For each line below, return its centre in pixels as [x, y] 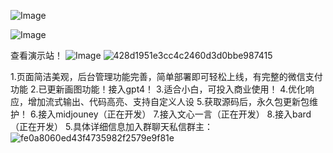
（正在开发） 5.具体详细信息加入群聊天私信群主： [111, 126]
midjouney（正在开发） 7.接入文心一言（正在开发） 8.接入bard [183, 114]
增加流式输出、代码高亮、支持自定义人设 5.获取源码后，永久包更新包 [168, 101]
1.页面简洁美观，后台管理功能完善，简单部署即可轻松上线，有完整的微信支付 [166, 76]
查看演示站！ [36, 55]
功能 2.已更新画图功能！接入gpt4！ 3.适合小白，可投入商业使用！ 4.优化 [158, 89]
